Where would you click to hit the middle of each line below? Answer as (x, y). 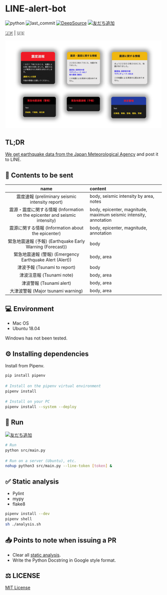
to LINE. (13, 160)
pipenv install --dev (28, 514)
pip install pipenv (25, 375)
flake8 (19, 504)
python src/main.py (25, 450)
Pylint (18, 494)
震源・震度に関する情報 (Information (46, 210)
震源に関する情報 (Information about (46, 228)
